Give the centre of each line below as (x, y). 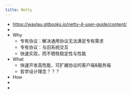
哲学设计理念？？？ (40, 71)
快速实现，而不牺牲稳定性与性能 (53, 53)
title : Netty (19, 10)
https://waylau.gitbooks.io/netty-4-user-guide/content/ (70, 24)
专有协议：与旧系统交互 (44, 47)
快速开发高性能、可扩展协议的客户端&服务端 (65, 65)
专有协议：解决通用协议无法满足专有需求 (62, 41)
